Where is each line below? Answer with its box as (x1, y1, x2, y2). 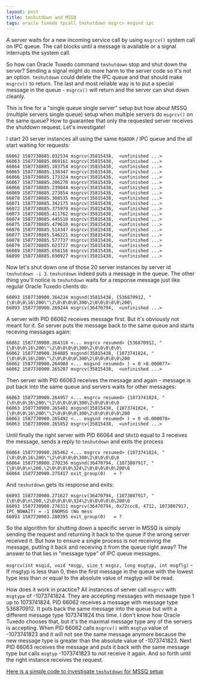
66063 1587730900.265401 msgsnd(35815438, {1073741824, (6, 405, 149, 412)
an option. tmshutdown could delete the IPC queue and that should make (6, 73, 183, 81)
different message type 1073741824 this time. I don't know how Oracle (6, 611, 181, 619)
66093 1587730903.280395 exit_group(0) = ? (6, 514, 122, 520)
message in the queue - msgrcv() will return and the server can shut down (6, 87, 190, 94)
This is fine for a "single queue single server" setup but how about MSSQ (6, 105, 187, 112)
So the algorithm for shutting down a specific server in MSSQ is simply (6, 524, 181, 532)
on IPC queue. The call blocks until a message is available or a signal (6, 43, 176, 50)
